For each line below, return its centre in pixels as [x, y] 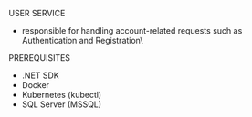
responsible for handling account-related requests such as [132, 30]
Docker [36, 85]
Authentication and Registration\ [82, 40]
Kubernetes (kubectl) [62, 95]
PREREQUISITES [39, 58]
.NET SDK [41, 75]
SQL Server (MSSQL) [62, 104]
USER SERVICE [37, 13]
